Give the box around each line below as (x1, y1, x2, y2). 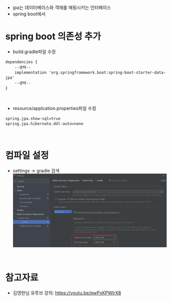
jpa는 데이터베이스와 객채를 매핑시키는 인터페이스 (12, 5, 111, 10)
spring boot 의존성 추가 (5, 31, 101, 42)
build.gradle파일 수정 (12, 48, 56, 55)
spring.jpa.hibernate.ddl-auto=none (5, 121, 83, 126)
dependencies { (5, 59, 38, 64)
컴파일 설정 (5, 150, 49, 161)
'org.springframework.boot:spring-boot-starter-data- (49, 70, 166, 75)
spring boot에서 (12, 11, 46, 17)
